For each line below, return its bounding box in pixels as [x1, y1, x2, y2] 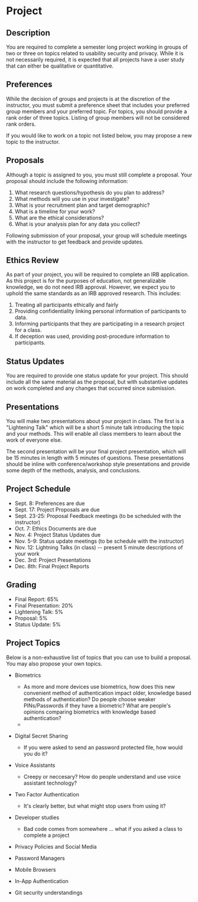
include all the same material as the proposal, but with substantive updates [6, 378, 188, 386]
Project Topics [6, 638, 61, 648]
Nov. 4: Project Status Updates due [14, 531, 101, 538]
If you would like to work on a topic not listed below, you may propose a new [6, 132, 192, 139]
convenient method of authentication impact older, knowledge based [23, 689, 191, 696]
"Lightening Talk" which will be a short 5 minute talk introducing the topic [6, 424, 184, 431]
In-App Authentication [14, 877, 69, 884]
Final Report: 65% [14, 596, 59, 603]
